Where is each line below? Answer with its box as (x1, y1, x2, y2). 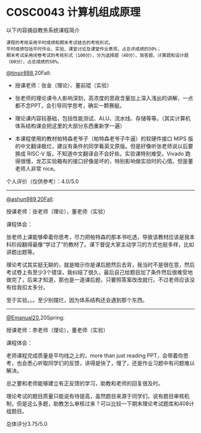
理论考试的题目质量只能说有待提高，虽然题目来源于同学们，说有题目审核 (6, 392, 184, 399)
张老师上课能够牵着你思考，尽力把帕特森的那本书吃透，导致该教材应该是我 (6, 233, 190, 240)
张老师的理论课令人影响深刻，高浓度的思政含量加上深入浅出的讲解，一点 (14, 94, 193, 101)
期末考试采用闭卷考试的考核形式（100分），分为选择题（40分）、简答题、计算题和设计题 (6, 52, 189, 58)
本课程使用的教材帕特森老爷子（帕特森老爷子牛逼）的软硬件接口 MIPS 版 (14, 135, 194, 142)
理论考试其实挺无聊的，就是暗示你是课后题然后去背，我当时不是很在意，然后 (6, 261, 195, 268)
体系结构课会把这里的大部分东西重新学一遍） (14, 122, 126, 129)
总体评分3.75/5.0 (6, 420, 48, 427)
